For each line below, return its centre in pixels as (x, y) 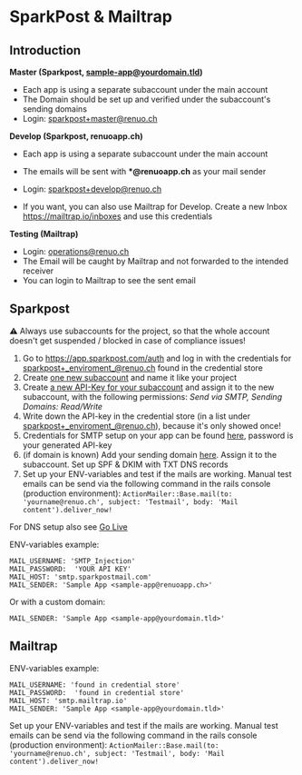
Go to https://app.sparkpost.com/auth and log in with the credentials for (157, 358)
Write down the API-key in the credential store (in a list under (136, 416)
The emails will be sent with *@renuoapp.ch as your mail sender (144, 171)
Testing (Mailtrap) (44, 234)
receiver (38, 271)
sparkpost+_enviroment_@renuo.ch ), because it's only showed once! (151, 425)
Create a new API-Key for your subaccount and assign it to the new (148, 387)
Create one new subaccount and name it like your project (130, 377)
